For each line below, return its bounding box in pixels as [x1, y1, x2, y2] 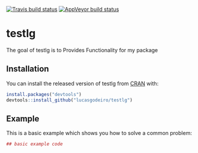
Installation [6, 64, 49, 74]
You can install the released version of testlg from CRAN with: [6, 80, 159, 87]
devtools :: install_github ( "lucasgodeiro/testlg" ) [6, 97, 133, 103]
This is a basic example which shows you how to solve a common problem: [6, 130, 192, 137]
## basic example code [6, 141, 63, 147]
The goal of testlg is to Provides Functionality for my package [6, 46, 158, 53]
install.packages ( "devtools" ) [6, 91, 82, 97]
